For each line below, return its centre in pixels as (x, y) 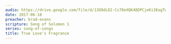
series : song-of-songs (29, 29)
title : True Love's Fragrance (37, 33)
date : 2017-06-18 (24, 15)
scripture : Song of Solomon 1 (37, 24)
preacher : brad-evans (28, 19)
